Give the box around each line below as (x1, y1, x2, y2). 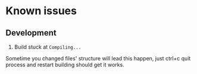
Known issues (5, 4, 77, 18)
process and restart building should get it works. (5, 61, 124, 68)
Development (5, 28, 57, 38)
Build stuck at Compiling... (14, 43, 82, 50)
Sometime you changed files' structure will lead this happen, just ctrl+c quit (5, 55, 191, 62)
